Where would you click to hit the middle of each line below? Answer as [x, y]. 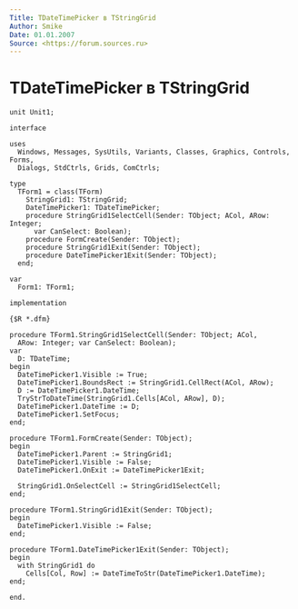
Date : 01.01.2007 [42, 35]
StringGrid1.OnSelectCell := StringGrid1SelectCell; [119, 486]
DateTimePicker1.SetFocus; [69, 414]
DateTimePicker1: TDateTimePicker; [93, 208]
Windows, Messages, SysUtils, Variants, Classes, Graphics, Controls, [154, 152]
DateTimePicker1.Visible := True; [83, 375]
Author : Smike [36, 26]
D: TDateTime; [44, 359]
